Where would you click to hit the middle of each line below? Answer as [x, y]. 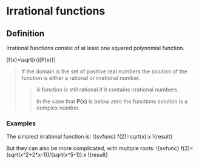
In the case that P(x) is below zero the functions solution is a [112, 101]
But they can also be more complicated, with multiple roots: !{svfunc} [93, 148]
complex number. [58, 108]
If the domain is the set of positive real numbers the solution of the [104, 71]
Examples [21, 123]
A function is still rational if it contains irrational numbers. [107, 90]
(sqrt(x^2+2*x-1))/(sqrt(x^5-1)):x [46, 155]
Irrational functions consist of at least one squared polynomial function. [96, 48]
